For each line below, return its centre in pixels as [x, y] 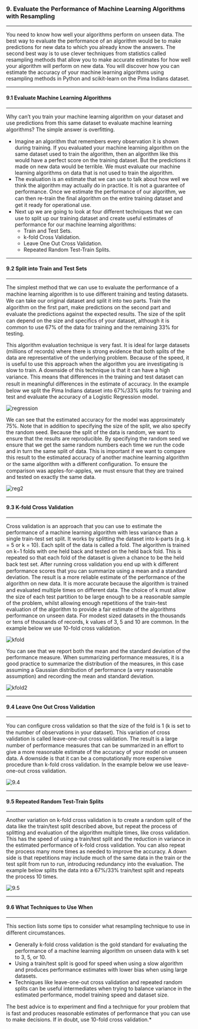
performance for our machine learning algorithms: [75, 224]
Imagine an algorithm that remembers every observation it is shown [96, 141]
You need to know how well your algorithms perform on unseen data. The [95, 35]
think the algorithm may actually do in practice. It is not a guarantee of [100, 185]
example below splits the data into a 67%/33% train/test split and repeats [95, 871]
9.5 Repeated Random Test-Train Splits [55, 801]
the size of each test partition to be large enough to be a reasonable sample [98, 597]
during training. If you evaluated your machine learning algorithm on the [102, 147]
